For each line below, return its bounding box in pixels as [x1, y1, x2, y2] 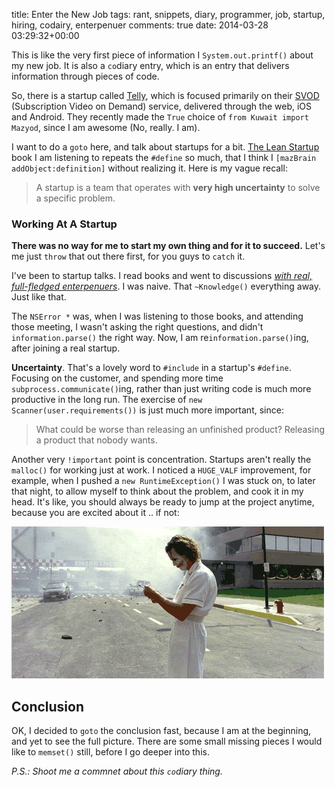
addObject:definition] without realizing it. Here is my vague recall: [11, 162, 288, 174]
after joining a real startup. [11, 342, 121, 354]
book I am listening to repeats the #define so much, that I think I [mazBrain [11, 152, 317, 163]
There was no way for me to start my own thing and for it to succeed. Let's [11, 240, 326, 252]
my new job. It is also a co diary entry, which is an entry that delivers [11, 60, 290, 71]
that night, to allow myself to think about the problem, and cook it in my [11, 485, 304, 498]
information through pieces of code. [11, 70, 160, 82]
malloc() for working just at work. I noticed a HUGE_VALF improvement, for [11, 464, 312, 476]
